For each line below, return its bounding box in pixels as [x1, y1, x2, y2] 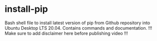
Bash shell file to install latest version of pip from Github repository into [4, 20, 151, 26]
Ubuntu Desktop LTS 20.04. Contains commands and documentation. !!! [4, 25, 153, 31]
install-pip [4, 3, 48, 15]
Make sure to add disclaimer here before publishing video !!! [4, 30, 128, 36]
